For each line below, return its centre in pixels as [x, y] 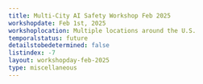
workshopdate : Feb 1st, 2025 [57, 23]
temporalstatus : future [48, 38]
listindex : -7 [32, 53]
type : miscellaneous [43, 68]
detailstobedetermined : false [59, 46]
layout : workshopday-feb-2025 [59, 61]
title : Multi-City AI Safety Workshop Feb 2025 [90, 16]
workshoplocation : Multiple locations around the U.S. [102, 30]
